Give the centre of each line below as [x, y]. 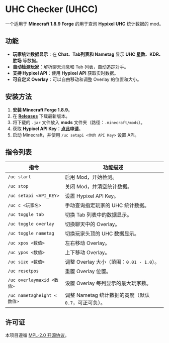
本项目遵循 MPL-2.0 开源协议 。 [37, 335]
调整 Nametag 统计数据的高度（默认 [107, 295]
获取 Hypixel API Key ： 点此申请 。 [48, 129]
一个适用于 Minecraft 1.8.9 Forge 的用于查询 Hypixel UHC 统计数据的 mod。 [84, 24]
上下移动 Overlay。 [88, 253]
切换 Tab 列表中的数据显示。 [99, 215]
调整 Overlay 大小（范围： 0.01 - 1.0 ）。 [112, 262]
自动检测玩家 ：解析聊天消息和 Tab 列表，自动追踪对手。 [71, 67]
